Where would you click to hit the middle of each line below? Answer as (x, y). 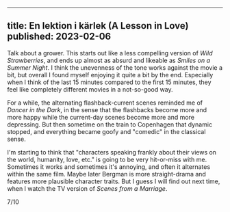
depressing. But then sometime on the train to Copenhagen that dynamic (110, 124)
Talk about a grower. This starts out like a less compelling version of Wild (110, 53)
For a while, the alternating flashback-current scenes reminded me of (105, 103)
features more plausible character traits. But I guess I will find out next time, (114, 181)
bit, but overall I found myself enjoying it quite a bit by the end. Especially (110, 75)
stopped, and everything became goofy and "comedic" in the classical (106, 131)
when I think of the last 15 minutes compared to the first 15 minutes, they (109, 82)
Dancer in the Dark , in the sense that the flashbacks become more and (107, 109)
